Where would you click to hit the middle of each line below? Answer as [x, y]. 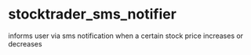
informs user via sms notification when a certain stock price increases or [126, 36]
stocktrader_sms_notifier [92, 14]
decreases [25, 43]
